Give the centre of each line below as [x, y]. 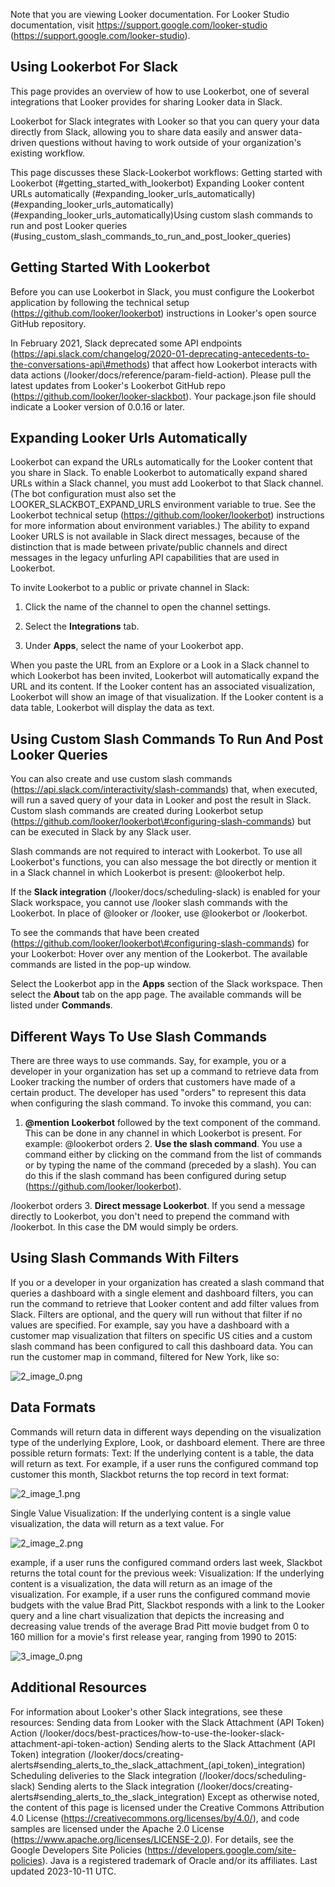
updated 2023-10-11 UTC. [63, 1871]
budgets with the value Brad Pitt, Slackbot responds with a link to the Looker [167, 1605]
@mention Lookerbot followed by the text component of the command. [172, 1123]
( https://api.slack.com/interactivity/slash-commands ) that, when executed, [164, 790]
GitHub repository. [48, 323]
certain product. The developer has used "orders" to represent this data [158, 1093]
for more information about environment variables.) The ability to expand [160, 526]
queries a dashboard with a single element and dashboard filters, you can [162, 1293]
